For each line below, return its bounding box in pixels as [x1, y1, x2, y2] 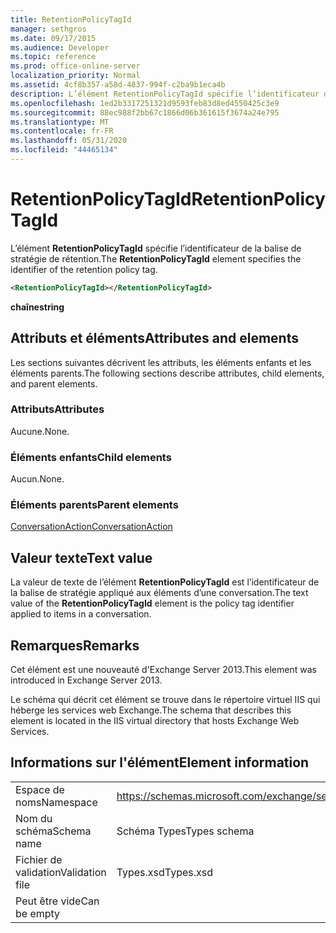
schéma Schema [15, 824, 92, 838]
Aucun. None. [10, 473, 65, 485]
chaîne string [10, 301, 65, 313]
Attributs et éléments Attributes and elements [10, 330, 299, 347]
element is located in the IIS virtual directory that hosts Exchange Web [10, 715, 300, 727]
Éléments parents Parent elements [10, 498, 179, 512]
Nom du [15, 811, 53, 825]
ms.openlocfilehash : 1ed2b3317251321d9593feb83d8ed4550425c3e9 [10, 98, 280, 108]
